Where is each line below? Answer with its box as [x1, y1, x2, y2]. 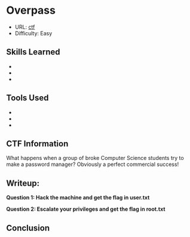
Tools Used [6, 93, 49, 103]
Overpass [6, 4, 56, 17]
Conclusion [6, 223, 50, 233]
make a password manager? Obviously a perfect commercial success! [6, 161, 179, 168]
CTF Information [6, 138, 69, 149]
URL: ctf [14, 23, 35, 30]
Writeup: [6, 178, 40, 188]
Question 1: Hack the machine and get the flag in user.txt [6, 194, 150, 201]
